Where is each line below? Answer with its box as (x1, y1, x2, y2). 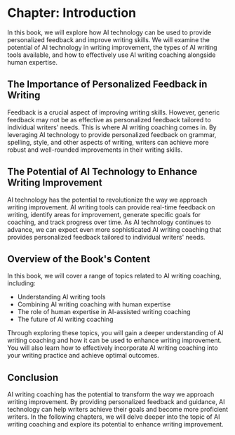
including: (7, 279, 36, 287)
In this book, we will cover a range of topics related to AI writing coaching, (7, 272, 222, 280)
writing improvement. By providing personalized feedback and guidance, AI (7, 398, 226, 406)
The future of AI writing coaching (17, 315, 114, 324)
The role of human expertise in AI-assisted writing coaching (17, 308, 191, 316)
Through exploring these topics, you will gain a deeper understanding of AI (7, 329, 224, 337)
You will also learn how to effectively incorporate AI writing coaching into (7, 344, 219, 352)
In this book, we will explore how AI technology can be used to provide (7, 28, 212, 37)
